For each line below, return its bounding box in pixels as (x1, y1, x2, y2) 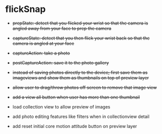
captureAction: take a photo (12, 50, 70, 56)
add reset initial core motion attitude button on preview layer (12, 123, 137, 129)
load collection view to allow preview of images (12, 103, 110, 109)
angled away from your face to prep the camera (12, 25, 112, 31)
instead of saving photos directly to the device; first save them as (12, 69, 148, 75)
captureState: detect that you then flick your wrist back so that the (12, 35, 150, 41)
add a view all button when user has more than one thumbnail (12, 94, 140, 100)
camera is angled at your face (12, 40, 74, 46)
